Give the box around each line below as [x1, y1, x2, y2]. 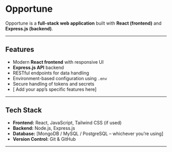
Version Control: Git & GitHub [12, 136, 76, 142]
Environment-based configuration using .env [12, 75, 107, 81]
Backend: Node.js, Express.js [12, 125, 75, 131]
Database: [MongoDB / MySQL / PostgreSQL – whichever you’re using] [12, 130, 164, 137]
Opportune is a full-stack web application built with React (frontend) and [5, 20, 162, 26]
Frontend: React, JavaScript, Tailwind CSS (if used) [12, 119, 122, 126]
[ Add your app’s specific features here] [12, 86, 97, 92]
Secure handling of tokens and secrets [12, 81, 95, 87]
